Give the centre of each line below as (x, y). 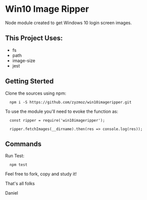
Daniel (12, 193)
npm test (19, 165)
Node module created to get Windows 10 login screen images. (69, 23)
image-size (24, 61)
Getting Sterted (29, 82)
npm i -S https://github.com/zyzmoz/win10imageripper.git (71, 102)
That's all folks (20, 184)
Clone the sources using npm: (36, 93)
